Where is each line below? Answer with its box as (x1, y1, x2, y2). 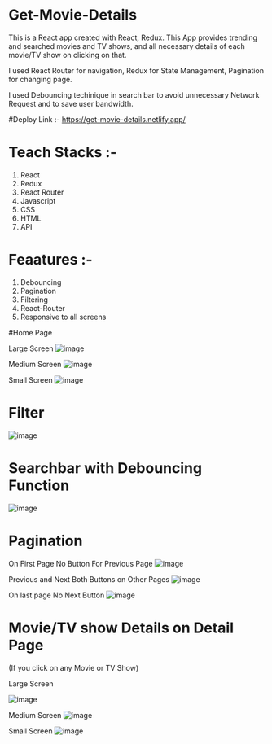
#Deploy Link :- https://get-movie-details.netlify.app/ (8, 114, 186, 124)
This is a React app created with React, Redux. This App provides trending (8, 33, 258, 42)
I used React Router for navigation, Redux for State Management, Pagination (8, 65, 265, 75)
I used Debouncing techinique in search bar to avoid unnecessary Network (8, 90, 260, 99)
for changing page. (8, 74, 72, 84)
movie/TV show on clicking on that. (8, 50, 127, 59)
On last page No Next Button (8, 590, 105, 600)
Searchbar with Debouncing (8, 458, 202, 477)
